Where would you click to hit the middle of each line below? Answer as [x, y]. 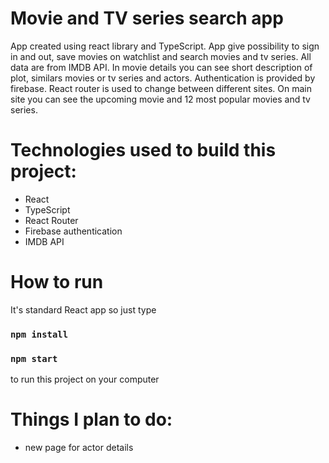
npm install [39, 334]
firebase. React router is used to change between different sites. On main [161, 88]
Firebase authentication [73, 231]
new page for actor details [79, 447]
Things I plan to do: [91, 419]
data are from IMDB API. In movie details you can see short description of [161, 67]
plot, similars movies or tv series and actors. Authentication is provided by [163, 78]
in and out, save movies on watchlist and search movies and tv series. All [161, 56]
